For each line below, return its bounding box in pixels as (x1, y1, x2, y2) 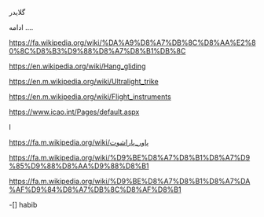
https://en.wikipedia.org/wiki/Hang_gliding (9, 61, 146, 71)
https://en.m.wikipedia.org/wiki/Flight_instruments (9, 92, 171, 101)
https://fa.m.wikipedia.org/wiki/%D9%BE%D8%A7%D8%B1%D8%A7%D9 (9, 153, 251, 162)
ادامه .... (9, 23, 34, 31)
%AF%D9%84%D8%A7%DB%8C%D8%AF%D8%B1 (9, 185, 181, 194)
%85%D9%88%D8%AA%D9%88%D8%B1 (9, 161, 149, 171)
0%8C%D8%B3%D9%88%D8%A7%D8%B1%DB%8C (9, 46, 186, 55)
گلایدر (9, 8, 26, 17)
